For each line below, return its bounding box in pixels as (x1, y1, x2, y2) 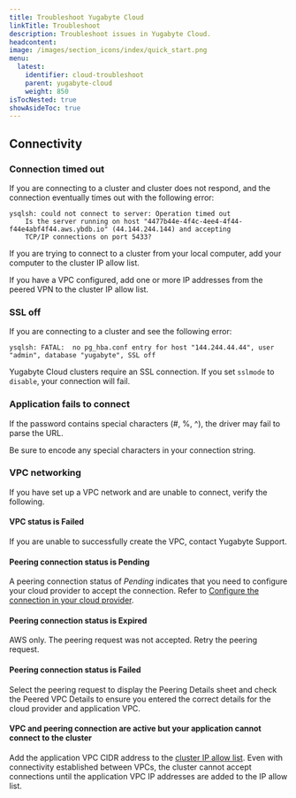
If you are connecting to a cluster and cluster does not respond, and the (9, 182, 271, 193)
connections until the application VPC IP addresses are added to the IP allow (9, 771, 288, 781)
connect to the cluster (9, 733, 93, 743)
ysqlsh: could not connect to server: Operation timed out (9, 209, 231, 218)
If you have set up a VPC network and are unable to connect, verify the (9, 487, 268, 497)
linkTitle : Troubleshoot (9, 21, 101, 30)
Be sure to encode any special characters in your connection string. (9, 444, 256, 456)
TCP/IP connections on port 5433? (25, 232, 152, 242)
